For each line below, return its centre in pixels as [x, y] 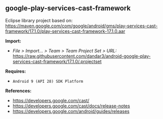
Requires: [16, 71]
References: [18, 91]
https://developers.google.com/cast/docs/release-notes [71, 106]
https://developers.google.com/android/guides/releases [71, 111]
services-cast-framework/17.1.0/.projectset [57, 61]
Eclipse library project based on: [39, 20]
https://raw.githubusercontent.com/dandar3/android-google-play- [81, 56]
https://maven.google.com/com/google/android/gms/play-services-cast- [81, 26]
